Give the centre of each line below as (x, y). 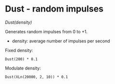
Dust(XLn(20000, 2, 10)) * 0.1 (36, 77)
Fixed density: (19, 50)
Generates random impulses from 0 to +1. (46, 31)
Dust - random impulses (54, 9)
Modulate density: (23, 68)
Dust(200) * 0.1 (21, 59)
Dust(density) (19, 22)
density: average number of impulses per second (61, 41)
